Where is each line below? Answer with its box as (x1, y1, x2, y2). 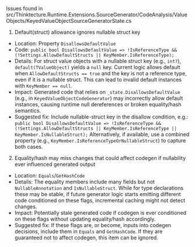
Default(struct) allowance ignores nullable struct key (14, 29, 141, 36)
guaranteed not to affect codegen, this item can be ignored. (14, 234, 159, 241)
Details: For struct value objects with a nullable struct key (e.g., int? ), (14, 58, 182, 64)
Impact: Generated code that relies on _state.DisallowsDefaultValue (14, 89, 181, 95)
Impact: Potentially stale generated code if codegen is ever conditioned (14, 210, 187, 216)
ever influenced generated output (14, 161, 96, 168)
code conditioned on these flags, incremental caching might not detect (14, 197, 186, 204)
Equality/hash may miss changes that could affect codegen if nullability (14, 155, 186, 161)
